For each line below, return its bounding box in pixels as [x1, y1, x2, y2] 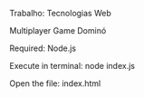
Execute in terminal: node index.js [9, 61, 136, 71]
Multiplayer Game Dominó [9, 25, 107, 35]
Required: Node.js [9, 43, 77, 54]
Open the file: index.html [9, 78, 101, 89]
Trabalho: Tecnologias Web [9, 8, 111, 18]
